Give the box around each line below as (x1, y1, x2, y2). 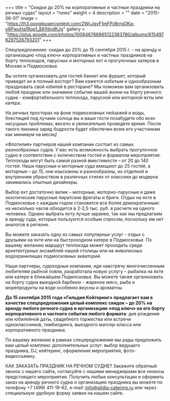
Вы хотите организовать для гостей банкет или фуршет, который (5, 73, 146, 78)
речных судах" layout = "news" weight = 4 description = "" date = (5, 10, 145, 16)
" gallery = (63, 26, 85, 32)
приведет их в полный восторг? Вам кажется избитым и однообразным (5, 78, 161, 84)
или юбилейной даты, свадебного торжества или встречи (5, 316, 131, 322)
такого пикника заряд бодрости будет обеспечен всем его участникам (5, 126, 160, 132)
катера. (5, 100, 22, 106)
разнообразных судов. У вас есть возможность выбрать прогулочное (5, 147, 158, 152)
